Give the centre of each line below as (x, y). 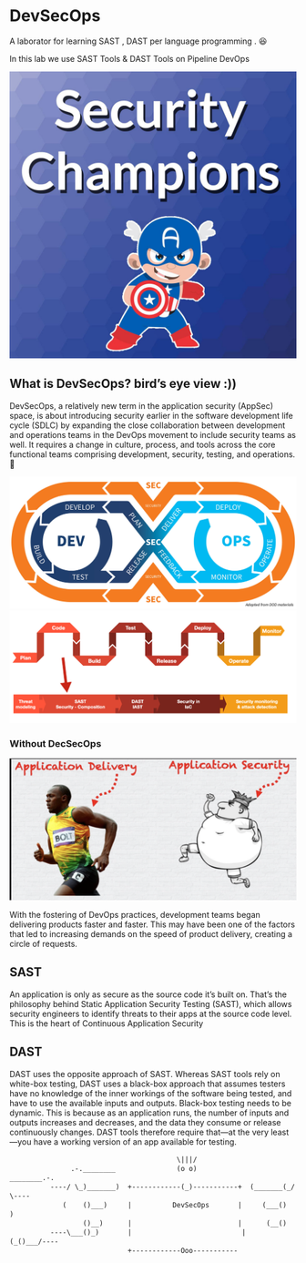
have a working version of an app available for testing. (135, 1141)
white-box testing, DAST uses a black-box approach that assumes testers (148, 1084)
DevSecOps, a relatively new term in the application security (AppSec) (142, 405)
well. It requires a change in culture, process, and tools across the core (143, 444)
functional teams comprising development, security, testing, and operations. (153, 454)
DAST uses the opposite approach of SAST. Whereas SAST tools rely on (145, 1074)
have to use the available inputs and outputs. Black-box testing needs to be (150, 1103)
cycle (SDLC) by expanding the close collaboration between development (148, 425)
